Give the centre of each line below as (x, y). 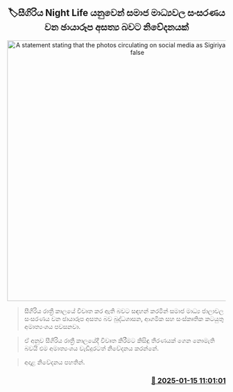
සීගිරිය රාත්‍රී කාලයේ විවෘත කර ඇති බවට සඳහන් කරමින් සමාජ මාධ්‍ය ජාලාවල (124, 311)
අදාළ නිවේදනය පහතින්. (54, 362)
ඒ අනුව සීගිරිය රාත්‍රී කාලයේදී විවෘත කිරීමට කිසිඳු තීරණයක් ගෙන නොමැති (119, 340)
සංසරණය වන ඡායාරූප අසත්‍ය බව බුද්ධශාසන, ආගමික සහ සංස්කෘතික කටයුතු (124, 318)
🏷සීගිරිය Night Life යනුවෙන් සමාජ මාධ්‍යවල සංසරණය (116, 13)
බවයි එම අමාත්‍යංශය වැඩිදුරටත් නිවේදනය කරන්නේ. (92, 348)
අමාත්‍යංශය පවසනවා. (52, 326)
